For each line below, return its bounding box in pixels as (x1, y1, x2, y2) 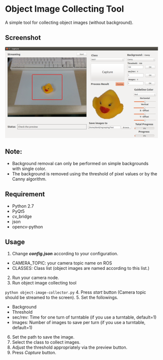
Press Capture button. (12, 350, 57, 356)
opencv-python (12, 224, 43, 229)
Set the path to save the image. (12, 334, 75, 340)
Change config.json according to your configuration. (12, 251, 118, 257)
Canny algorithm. (12, 176, 47, 182)
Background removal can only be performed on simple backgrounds (12, 160, 149, 166)
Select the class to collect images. (12, 340, 81, 345)
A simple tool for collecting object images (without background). (5, 19, 133, 25)
